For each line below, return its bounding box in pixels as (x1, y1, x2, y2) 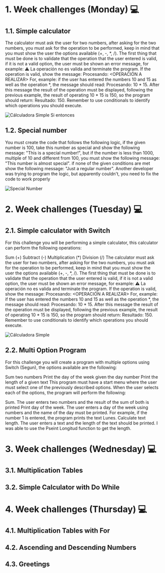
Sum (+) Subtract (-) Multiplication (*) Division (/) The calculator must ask (5, 254, 155, 260)
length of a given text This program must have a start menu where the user (5, 379, 157, 385)
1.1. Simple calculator (5, 27, 71, 35)
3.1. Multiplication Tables (5, 466, 83, 475)
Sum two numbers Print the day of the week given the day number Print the (5, 374, 159, 380)
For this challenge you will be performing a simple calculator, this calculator (5, 240, 159, 245)
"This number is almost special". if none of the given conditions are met (5, 160, 150, 166)
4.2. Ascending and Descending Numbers (5, 543, 136, 551)
